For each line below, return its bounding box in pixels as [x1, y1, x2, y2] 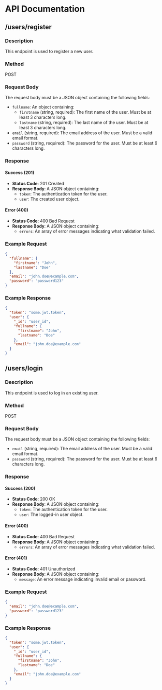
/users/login [5, 364, 43, 372]
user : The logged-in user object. [19, 512, 84, 517]
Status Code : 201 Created [12, 180, 64, 186]
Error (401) [5, 555, 28, 561]
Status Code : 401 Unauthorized [12, 566, 76, 572]
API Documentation [5, 3, 85, 15]
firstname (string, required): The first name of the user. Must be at [19, 109, 151, 115]
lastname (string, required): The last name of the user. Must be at [19, 120, 148, 125]
